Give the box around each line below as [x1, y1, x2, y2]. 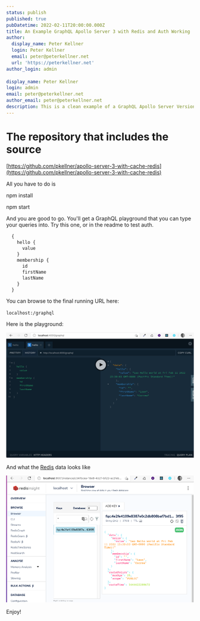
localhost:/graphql [6, 310, 55, 316]
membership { [17, 257, 49, 263]
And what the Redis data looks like [6, 463, 91, 471]
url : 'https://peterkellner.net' [11, 59, 95, 65]
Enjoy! [6, 608, 22, 615]
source [6, 143, 42, 156]
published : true [6, 15, 46, 22]
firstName [21, 269, 46, 275]
